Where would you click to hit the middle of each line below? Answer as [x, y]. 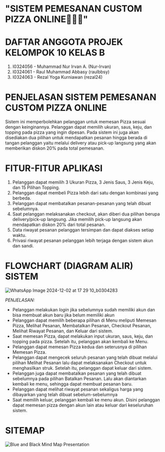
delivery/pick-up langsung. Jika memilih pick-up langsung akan [77, 219]
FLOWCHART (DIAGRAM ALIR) [69, 266]
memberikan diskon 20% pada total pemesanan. [55, 148]
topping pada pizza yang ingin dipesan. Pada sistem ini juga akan [72, 132]
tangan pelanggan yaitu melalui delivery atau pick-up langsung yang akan [81, 143]
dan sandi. [23, 246]
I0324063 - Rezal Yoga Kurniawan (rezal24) [57, 77]
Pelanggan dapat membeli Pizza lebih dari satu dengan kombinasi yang [85, 193]
